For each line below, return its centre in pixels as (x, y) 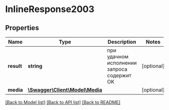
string (35, 66)
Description (122, 42)
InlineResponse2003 (50, 9)
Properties (22, 28)
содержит (119, 75)
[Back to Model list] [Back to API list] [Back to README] (63, 102)
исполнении (122, 63)
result (15, 66)
